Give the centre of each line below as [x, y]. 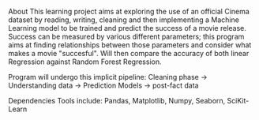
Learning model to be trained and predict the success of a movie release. [128, 28]
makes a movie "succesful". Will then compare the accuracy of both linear [129, 53]
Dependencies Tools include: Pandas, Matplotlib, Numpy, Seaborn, [117, 101]
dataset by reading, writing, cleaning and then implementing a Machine [124, 20]
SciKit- [238, 101]
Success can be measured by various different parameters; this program [126, 36]
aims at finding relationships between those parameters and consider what [130, 45]
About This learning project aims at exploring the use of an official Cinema [129, 11]
